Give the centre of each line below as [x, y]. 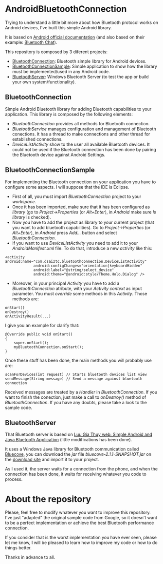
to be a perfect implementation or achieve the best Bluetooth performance [80, 523]
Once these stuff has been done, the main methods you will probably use [78, 360]
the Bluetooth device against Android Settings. [59, 155]
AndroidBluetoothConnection [66, 9]
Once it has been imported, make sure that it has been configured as [81, 207]
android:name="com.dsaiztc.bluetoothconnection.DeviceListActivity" [76, 261]
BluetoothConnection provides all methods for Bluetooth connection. [81, 123]
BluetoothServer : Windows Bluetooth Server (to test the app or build [81, 77]
